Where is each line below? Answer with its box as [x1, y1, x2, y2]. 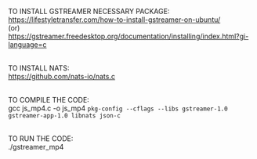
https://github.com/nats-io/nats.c [8, 72, 116, 81]
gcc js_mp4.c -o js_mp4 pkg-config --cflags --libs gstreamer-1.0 [8, 103, 229, 113]
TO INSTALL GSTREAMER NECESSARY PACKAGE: [8, 7, 170, 16]
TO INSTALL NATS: [8, 63, 70, 73]
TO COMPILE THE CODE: [8, 96, 90, 104]
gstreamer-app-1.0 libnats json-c [8, 112, 121, 120]
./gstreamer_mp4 [8, 143, 64, 151]
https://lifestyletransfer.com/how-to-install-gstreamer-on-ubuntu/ [8, 15, 221, 24]
